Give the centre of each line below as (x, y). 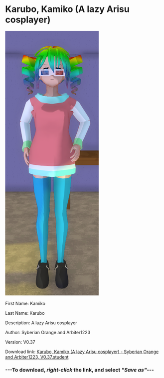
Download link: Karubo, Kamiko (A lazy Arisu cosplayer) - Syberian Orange (82, 352)
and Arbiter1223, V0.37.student (37, 357)
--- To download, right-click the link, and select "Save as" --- (80, 370)
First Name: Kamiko (25, 303)
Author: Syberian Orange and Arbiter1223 (48, 332)
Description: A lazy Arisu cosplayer (41, 323)
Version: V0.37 (20, 342)
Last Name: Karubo (25, 313)
